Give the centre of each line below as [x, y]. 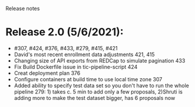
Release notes [23, 8]
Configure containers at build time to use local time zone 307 [88, 79]
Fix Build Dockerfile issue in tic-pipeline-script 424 [76, 67]
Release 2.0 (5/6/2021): [65, 32]
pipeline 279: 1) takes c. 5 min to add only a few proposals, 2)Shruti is [98, 92]
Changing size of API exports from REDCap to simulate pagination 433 [100, 60]
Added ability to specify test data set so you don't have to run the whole [101, 85]
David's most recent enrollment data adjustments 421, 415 [84, 54]
